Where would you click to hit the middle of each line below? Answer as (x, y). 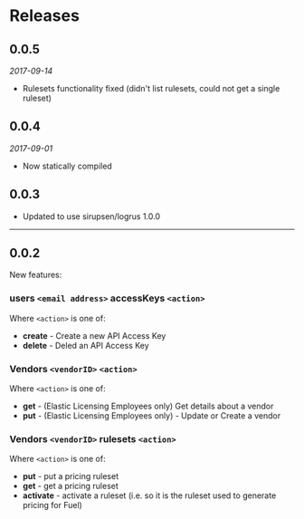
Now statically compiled (67, 166)
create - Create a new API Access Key (94, 335)
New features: (36, 275)
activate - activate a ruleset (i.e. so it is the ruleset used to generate (149, 495)
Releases (44, 16)
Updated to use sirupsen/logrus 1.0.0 (91, 216)
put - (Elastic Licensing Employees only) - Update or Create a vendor (152, 416)
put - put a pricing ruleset (71, 476)
